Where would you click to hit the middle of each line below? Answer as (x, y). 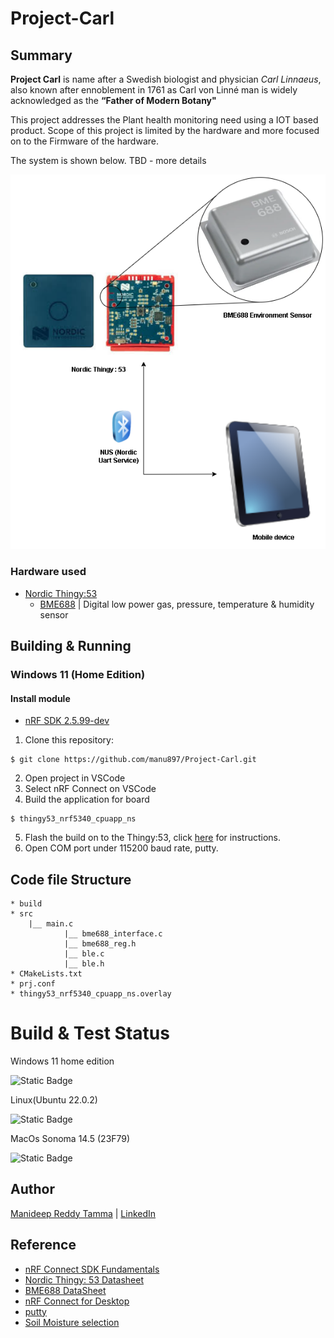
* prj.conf (33, 984)
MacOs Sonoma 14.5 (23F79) (70, 1138)
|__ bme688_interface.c (113, 934)
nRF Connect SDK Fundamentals (92, 1269)
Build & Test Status (90, 1033)
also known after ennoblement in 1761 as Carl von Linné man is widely (154, 90)
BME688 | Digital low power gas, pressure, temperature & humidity (177, 604)
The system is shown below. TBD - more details (108, 160)
